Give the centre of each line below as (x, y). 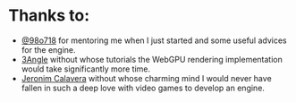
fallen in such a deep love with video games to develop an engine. (143, 88)
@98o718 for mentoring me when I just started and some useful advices (154, 40)
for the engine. (49, 49)
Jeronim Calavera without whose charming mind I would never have (146, 78)
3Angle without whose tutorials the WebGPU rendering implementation (152, 59)
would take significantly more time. (86, 69)
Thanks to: (49, 16)
